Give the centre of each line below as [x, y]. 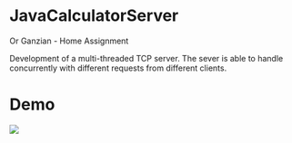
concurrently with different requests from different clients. [118, 68]
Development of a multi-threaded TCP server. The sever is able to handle [146, 58]
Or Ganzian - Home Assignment [69, 41]
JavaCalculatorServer [94, 16]
